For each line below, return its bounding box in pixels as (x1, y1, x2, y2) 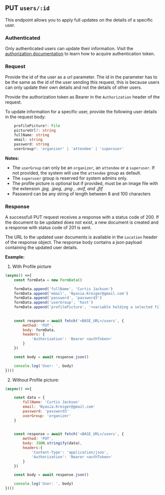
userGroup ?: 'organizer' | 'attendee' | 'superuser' (14, 146, 124, 151)
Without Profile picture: (12, 377, 59, 383)
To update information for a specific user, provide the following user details (5, 109, 157, 115)
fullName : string (14, 132, 50, 138)
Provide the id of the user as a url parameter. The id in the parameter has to (5, 74, 158, 80)
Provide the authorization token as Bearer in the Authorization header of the (5, 94, 160, 100)
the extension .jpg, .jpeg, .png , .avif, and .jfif (12, 185, 103, 191)
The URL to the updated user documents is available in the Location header (5, 234, 158, 240)
